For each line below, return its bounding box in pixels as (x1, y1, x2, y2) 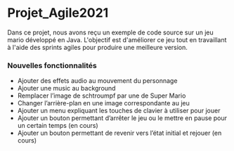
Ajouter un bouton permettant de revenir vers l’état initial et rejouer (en (17, 129, 222, 138)
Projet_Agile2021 (7, 5, 109, 21)
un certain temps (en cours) (17, 122, 98, 130)
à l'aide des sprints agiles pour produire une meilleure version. (7, 43, 188, 51)
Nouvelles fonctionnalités (7, 60, 97, 70)
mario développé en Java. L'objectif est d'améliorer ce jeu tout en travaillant (7, 35, 227, 44)
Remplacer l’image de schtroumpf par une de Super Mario (17, 91, 186, 100)
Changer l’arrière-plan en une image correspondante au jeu (17, 99, 190, 107)
